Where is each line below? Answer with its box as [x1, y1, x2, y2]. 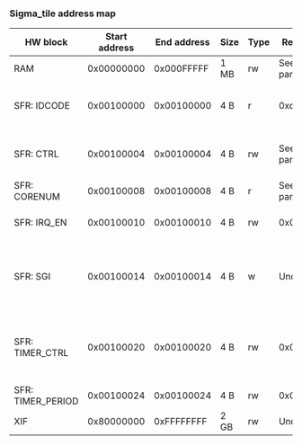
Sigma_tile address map [9, 7, 117, 20]
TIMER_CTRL [13, 347, 69, 360]
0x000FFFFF [154, 62, 209, 75]
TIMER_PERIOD [13, 395, 79, 407]
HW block [24, 36, 68, 49]
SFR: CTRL [13, 147, 59, 160]
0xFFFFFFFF [154, 415, 208, 428]
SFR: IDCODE [13, 100, 70, 112]
